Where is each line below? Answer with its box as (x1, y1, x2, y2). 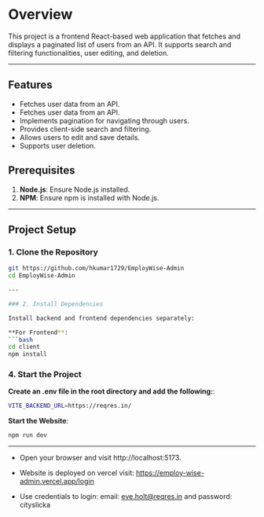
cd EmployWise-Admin (8, 272, 76, 280)
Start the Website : (8, 416, 69, 426)
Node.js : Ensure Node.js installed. (19, 185, 130, 194)
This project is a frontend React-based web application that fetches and (8, 31, 241, 41)
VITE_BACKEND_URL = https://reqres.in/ (8, 402, 132, 410)
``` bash (8, 335, 34, 343)
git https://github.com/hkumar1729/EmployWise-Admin (8, 265, 185, 273)
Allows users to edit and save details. (19, 132, 140, 142)
